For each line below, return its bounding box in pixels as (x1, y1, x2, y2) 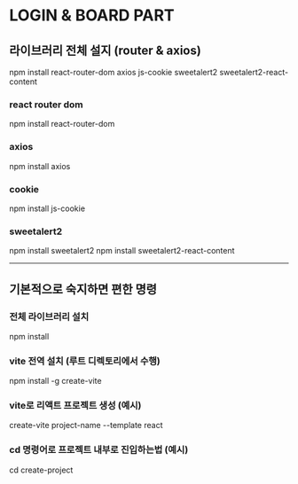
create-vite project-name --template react (9, 420, 163, 431)
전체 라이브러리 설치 (9, 310, 90, 323)
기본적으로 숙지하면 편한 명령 (9, 281, 158, 297)
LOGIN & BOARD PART (9, 5, 175, 26)
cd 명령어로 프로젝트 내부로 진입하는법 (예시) (9, 444, 189, 457)
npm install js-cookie (9, 203, 86, 214)
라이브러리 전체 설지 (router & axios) (9, 43, 201, 58)
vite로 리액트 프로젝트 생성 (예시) (9, 400, 142, 412)
